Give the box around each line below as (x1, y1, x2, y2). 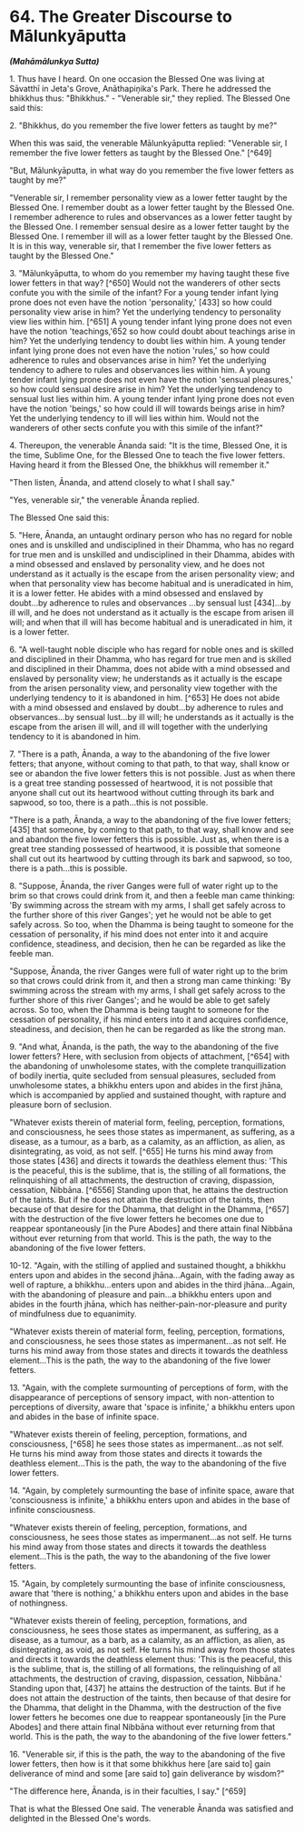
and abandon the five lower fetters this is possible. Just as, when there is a (9, 834, 289, 845)
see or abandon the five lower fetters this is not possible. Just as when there (9, 767, 296, 778)
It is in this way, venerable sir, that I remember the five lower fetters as (9, 240, 272, 251)
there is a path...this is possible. (9, 862, 128, 874)
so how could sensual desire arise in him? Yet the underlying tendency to (9, 384, 283, 395)
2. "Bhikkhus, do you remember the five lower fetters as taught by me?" (9, 120, 278, 131)
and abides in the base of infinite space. (9, 1411, 160, 1422)
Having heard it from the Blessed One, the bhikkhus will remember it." (9, 459, 270, 470)
